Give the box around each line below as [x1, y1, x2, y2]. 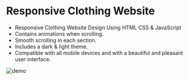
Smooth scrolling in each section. [14, 36, 97, 44]
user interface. [14, 56, 51, 63]
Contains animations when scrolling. [14, 30, 104, 37]
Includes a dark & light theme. [14, 43, 88, 50]
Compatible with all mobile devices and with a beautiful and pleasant [14, 49, 183, 56]
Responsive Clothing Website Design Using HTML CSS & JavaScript [14, 24, 182, 31]
